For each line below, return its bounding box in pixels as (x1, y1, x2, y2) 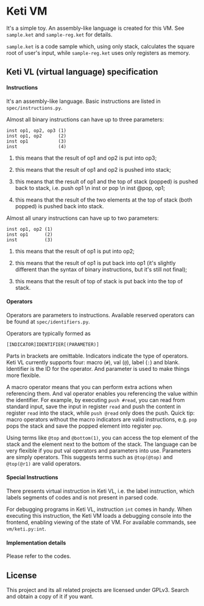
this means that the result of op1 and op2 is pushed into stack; (15, 166, 172, 173)
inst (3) (6, 236, 53, 243)
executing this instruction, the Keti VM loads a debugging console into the (6, 512, 192, 519)
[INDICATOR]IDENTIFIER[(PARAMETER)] (6, 341, 99, 348)
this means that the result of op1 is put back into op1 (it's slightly (15, 259, 176, 266)
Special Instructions (6, 474, 58, 481)
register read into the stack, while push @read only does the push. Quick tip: (6, 409, 195, 417)
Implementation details (6, 539, 66, 546)
